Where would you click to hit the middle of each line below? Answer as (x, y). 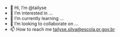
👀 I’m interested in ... (31, 13)
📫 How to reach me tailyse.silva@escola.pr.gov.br (62, 29)
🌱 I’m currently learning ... (37, 18)
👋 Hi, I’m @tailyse (28, 8)
